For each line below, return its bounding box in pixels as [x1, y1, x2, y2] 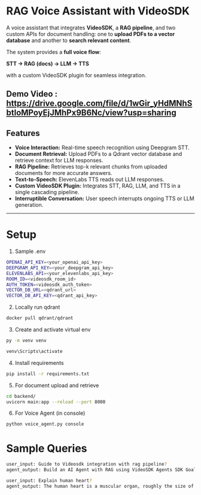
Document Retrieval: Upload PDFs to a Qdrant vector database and [14, 150, 182, 158]
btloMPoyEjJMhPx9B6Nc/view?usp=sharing [6, 108, 176, 118]
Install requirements [14, 359, 64, 366]
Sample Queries [6, 442, 88, 455]
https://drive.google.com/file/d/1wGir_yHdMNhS [6, 98, 193, 108]
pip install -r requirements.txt [6, 370, 90, 377]
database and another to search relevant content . [6, 37, 132, 44]
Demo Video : [6, 89, 58, 99]
